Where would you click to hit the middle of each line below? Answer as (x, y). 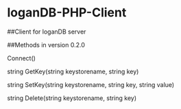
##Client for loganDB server (47, 32)
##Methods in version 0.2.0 (46, 45)
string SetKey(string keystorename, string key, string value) (91, 84)
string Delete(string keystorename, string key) (72, 98)
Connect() (22, 58)
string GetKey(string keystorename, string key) (73, 71)
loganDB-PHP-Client (67, 13)
